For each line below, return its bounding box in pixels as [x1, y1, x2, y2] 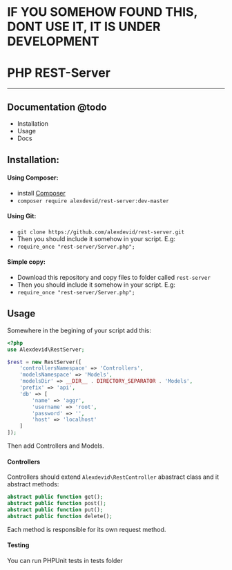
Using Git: [7, 212, 37, 220]
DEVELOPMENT [7, 34, 100, 49]
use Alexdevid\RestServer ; [7, 346, 85, 353]
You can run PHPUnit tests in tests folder [7, 556, 123, 564]
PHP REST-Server [7, 65, 110, 81]
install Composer [17, 189, 66, 197]
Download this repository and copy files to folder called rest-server [17, 273, 211, 281]
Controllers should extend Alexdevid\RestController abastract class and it [7, 473, 220, 481]
